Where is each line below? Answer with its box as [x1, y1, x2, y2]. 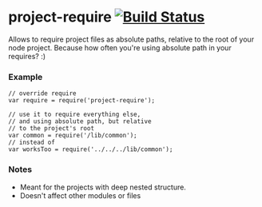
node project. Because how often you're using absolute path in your [8, 42, 232, 52]
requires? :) [8, 51, 46, 61]
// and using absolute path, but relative [8, 117, 152, 125]
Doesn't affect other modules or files [19, 190, 141, 200]
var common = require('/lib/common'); [8, 132, 137, 140]
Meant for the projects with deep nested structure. [19, 182, 186, 192]
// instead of [8, 138, 56, 147]
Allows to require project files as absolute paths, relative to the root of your [8, 34, 254, 44]
